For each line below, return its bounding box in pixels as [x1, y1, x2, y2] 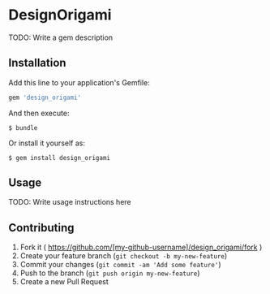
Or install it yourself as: [8, 138, 85, 148]
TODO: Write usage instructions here [8, 197, 131, 207]
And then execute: [8, 108, 70, 118]
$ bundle [8, 123, 38, 132]
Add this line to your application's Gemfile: [8, 77, 150, 87]
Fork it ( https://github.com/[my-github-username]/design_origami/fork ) [19, 242, 263, 253]
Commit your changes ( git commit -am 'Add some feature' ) [19, 260, 221, 270]
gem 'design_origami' [8, 93, 82, 102]
